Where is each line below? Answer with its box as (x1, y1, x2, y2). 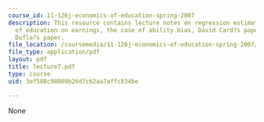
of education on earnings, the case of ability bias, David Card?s (15, 26, 241, 34)
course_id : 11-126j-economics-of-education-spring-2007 (8, 11, 195, 20)
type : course (8, 70, 51, 78)
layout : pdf (8, 56, 47, 64)
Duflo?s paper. (15, 33, 65, 42)
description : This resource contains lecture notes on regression (8, 19, 230, 27)
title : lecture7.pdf (8, 63, 76, 71)
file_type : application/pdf (8, 48, 101, 56)
